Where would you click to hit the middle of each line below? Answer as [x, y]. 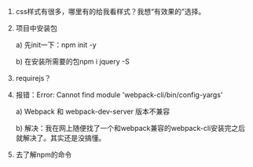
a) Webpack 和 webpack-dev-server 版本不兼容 [93, 111]
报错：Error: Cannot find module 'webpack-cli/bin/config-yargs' [119, 95]
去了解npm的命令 [44, 154]
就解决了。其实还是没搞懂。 [60, 138]
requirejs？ [33, 78]
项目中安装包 [36, 28]
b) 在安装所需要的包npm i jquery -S [72, 62]
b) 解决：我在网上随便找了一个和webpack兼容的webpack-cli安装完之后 [130, 128]
